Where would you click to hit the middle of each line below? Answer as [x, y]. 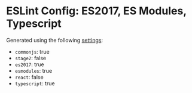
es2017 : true [30, 64]
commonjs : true [32, 51]
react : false [29, 77]
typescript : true [35, 83]
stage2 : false [31, 58]
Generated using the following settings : [55, 40]
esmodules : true [33, 70]
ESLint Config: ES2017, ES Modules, [96, 11]
